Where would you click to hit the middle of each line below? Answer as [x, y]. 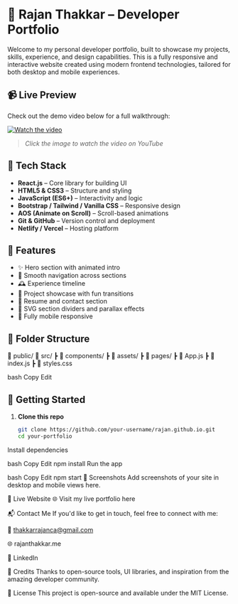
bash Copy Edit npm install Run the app [65, 463]
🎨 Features [32, 250]
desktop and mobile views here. [54, 485]
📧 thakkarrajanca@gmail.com [50, 529]
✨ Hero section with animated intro [69, 268]
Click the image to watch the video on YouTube [94, 143]
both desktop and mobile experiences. [64, 72]
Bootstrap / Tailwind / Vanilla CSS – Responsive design [99, 205]
